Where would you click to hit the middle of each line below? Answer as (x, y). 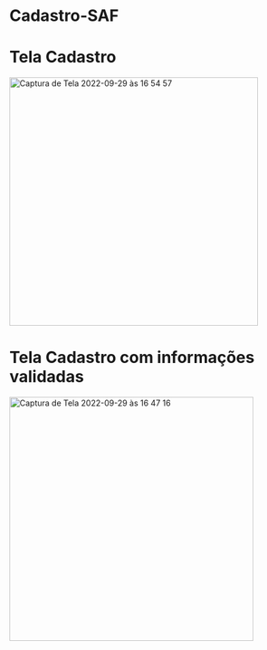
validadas (47, 377)
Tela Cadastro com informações (132, 358)
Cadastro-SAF (64, 16)
